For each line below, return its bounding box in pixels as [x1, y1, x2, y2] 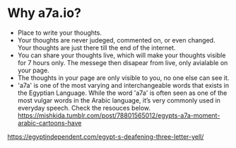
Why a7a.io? [7, 5, 81, 21]
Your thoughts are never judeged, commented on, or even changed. [17, 35, 216, 44]
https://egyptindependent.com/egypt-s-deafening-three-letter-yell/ [7, 132, 204, 141]
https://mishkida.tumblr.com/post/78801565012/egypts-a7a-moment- [17, 111, 220, 120]
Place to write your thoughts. [17, 28, 102, 37]
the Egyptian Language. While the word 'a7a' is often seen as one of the [17, 89, 228, 97]
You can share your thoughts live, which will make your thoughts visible [17, 51, 226, 59]
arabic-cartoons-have [17, 118, 82, 127]
